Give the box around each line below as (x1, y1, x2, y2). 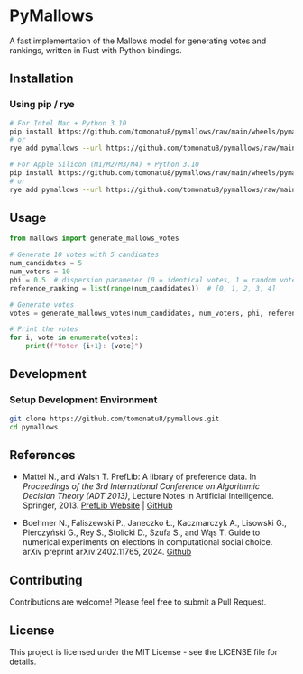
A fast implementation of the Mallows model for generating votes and (9, 35, 267, 46)
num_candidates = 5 (9, 259, 83, 268)
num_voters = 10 (9, 267, 70, 276)
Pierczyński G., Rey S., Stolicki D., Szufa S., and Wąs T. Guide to (22, 527, 261, 538)
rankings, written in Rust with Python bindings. (9, 44, 182, 55)
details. (9, 656, 37, 667)
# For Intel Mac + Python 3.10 (9, 118, 127, 127)
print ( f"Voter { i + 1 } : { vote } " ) (25, 342, 143, 351)
